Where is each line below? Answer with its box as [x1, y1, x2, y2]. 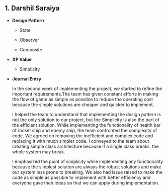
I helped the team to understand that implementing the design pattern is [12, 111, 161, 117]
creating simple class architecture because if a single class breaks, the [12, 143, 159, 149]
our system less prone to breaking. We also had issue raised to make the [12, 169, 163, 175]
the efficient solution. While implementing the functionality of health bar [12, 122, 161, 128]
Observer [19, 37, 39, 43]
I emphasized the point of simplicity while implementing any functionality [12, 158, 163, 164]
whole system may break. [12, 148, 66, 155]
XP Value [12, 56, 32, 62]
